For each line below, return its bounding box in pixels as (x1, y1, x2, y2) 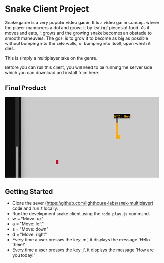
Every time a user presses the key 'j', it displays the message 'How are (12, 247, 154, 253)
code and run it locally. (12, 205, 59, 211)
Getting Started (5, 187, 53, 196)
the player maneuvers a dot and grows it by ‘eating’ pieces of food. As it (5, 24, 150, 30)
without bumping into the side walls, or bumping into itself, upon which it (5, 40, 151, 46)
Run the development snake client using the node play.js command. (12, 211, 150, 217)
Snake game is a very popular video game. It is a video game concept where (5, 20, 159, 25)
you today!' (12, 252, 35, 258)
